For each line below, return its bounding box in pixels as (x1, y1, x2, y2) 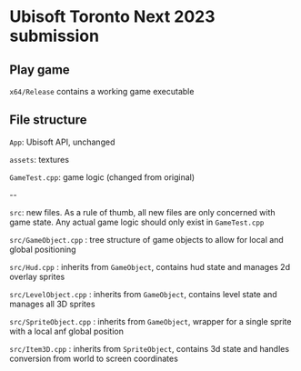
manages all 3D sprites (9, 298, 95, 309)
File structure (9, 112, 87, 128)
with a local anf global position (9, 326, 125, 336)
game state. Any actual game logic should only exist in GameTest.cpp (9, 216, 265, 227)
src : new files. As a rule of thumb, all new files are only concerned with (9, 206, 276, 217)
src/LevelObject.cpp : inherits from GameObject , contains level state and (9, 288, 277, 299)
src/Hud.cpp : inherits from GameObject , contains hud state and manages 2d (9, 261, 291, 272)
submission (9, 25, 100, 46)
